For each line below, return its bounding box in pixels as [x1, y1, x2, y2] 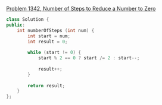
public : [6, 22, 26, 28]
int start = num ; [27, 33, 70, 39]
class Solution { [6, 17, 49, 23]
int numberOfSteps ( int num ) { [17, 27, 95, 33]
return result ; [27, 82, 66, 88]
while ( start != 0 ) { [27, 50, 82, 56]
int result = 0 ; [27, 39, 68, 44]
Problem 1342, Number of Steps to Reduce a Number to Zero [6, 5, 156, 12]
